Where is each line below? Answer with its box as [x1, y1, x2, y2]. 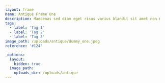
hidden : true [14, 62, 41, 66]
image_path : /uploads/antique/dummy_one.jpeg [5, 39, 100, 44]
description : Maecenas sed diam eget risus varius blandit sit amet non [5, 16, 157, 21]
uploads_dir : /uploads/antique [14, 70, 78, 76]
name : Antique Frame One [5, 12, 56, 17]
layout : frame [5, 7, 34, 12]
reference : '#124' [5, 43, 43, 48]
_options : [5, 52, 26, 57]
